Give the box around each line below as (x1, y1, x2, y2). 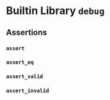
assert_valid (6, 73, 43, 80)
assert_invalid (6, 88, 50, 94)
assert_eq (6, 59, 34, 65)
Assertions (6, 27, 47, 37)
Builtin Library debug (6, 4, 105, 18)
